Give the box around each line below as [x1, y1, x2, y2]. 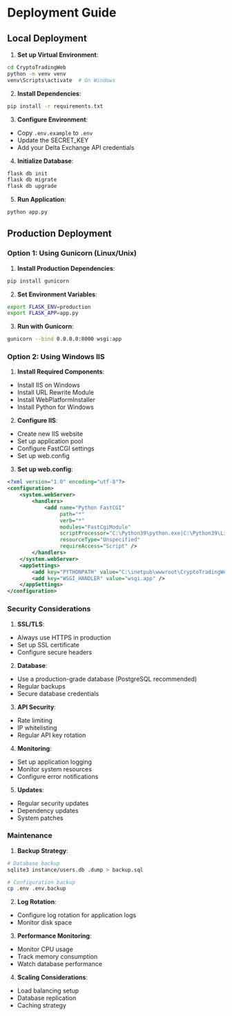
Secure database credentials [17, 689, 99, 698]
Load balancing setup [17, 986, 79, 995]
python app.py [7, 209, 48, 215]
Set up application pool [17, 437, 84, 445]
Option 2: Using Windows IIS [7, 352, 105, 362]
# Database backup [7, 860, 60, 867]
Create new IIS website [17, 430, 84, 438]
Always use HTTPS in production [17, 633, 112, 642]
